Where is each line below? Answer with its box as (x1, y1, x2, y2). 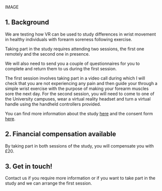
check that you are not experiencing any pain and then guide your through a (5, 80, 158, 86)
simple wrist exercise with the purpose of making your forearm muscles (5, 85, 149, 91)
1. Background (5, 18, 50, 26)
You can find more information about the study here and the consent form (5, 110, 153, 116)
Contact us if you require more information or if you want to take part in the (5, 175, 156, 181)
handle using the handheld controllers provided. (5, 101, 101, 107)
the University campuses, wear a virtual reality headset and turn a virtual (5, 96, 151, 102)
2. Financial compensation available (5, 130, 116, 138)
